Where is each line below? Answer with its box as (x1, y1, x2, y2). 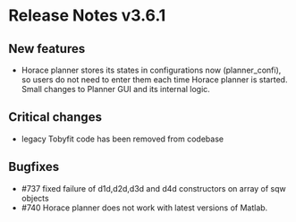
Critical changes (8, 109, 102, 125)
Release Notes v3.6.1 (8, 5, 166, 26)
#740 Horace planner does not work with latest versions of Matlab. (21, 202, 268, 213)
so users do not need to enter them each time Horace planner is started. (21, 74, 288, 85)
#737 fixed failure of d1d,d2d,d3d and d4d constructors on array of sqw (21, 183, 287, 193)
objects (21, 192, 50, 203)
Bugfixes (8, 159, 60, 175)
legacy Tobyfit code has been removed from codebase (21, 133, 224, 144)
